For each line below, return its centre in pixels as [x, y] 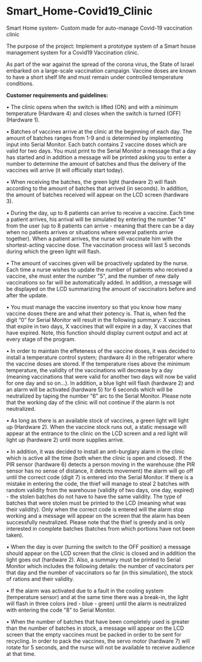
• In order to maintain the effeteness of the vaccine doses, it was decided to [101, 351]
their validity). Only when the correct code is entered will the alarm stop [95, 509]
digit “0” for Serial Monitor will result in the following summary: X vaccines [99, 320]
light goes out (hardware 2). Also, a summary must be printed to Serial [93, 559]
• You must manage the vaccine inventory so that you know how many [94, 307]
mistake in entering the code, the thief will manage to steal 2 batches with [98, 483]
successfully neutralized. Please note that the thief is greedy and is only [96, 522]
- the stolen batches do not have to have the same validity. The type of [94, 496]
